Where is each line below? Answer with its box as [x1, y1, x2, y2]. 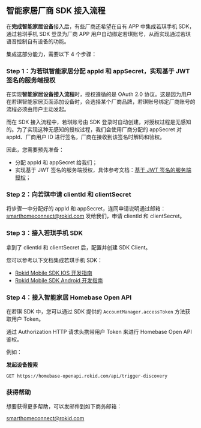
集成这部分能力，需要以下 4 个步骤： [6, 50, 97, 58]
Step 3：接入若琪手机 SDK [6, 229, 83, 237]
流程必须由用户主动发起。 [6, 106, 70, 113]
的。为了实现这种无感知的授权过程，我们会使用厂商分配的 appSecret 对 [6, 126, 182, 133]
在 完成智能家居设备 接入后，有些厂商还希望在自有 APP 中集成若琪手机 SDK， [6, 23, 195, 30]
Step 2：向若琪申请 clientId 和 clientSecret [6, 191, 131, 199]
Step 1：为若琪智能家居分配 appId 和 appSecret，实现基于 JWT [6, 67, 190, 75]
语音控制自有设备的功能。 [6, 38, 70, 45]
